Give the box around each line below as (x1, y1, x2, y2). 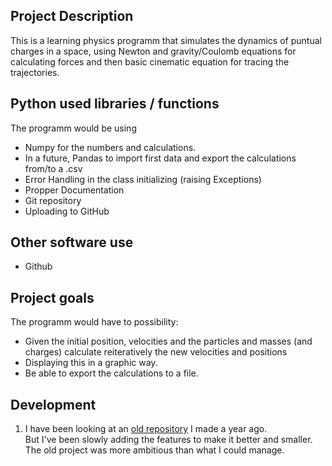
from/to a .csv (24, 162, 83, 174)
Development (10, 396, 97, 413)
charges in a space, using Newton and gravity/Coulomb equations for (10, 45, 297, 57)
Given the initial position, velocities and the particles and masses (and (24, 335, 313, 348)
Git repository (24, 194, 82, 206)
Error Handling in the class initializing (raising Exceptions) (24, 173, 262, 185)
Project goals (10, 289, 95, 306)
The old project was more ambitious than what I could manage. (24, 444, 285, 456)
